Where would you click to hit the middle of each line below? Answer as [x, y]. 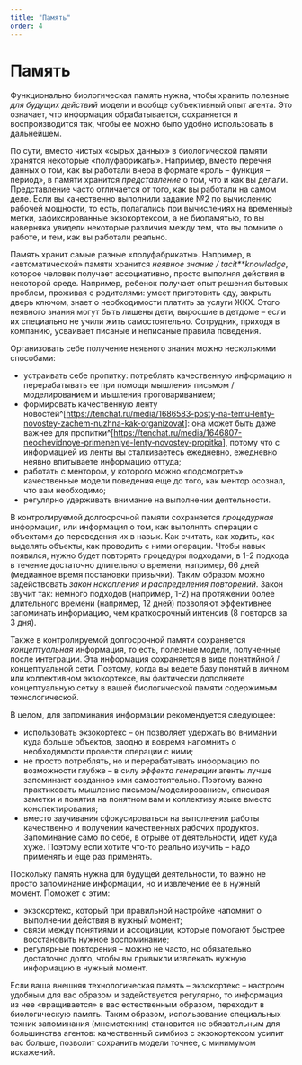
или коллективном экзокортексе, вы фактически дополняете [128, 678]
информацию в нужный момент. [85, 968]
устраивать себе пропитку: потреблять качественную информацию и [158, 375]
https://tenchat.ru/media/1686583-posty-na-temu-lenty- [170, 414]
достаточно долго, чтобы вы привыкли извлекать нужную [135, 959]
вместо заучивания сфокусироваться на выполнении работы [141, 818]
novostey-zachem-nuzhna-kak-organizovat [104, 423]
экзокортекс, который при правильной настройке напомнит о [142, 911]
